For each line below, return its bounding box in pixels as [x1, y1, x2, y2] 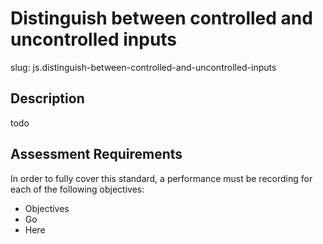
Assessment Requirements [10, 146, 183, 163]
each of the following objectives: [10, 183, 145, 195]
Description [10, 90, 85, 107]
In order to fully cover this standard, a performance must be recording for [10, 172, 313, 184]
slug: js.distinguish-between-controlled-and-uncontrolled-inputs [10, 61, 277, 73]
